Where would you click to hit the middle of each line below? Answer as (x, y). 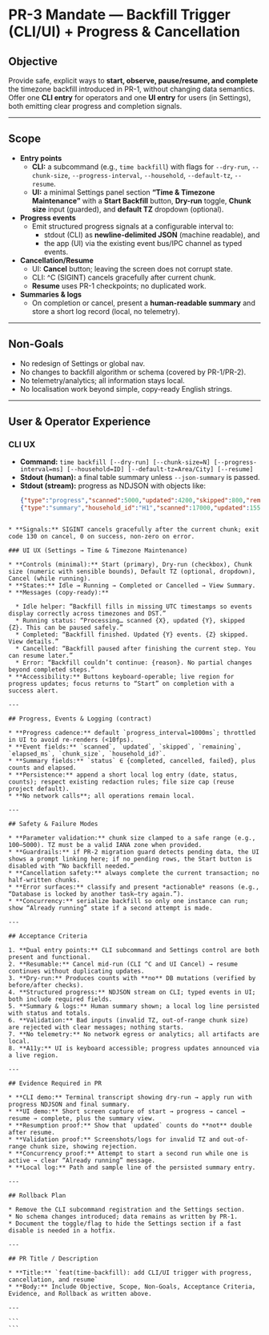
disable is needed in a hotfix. (62, 1231)
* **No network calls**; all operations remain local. (102, 796)
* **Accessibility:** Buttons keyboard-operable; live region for (121, 677)
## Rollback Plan (37, 1196)
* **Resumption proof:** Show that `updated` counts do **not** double (130, 1126)
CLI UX (22, 444)
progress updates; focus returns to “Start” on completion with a (121, 684)
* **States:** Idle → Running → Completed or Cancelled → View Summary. (132, 586)
